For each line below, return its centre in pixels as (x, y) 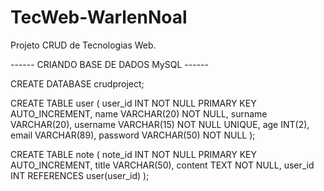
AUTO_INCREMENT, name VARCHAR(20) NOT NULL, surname (139, 113)
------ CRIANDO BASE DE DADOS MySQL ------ (109, 64)
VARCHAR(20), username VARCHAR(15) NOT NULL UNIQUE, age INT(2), (160, 124)
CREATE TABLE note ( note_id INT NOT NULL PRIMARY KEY (134, 154)
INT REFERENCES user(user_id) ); (80, 175)
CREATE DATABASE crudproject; (77, 83)
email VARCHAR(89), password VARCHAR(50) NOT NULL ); (133, 135)
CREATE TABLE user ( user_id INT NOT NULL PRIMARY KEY (133, 103)
